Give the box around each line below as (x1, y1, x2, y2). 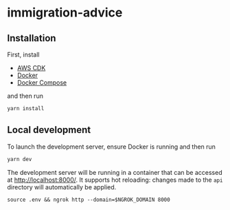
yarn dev (7, 156, 32, 162)
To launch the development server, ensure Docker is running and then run (7, 143, 216, 151)
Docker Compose (16, 78, 67, 87)
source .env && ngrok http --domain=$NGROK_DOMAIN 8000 (7, 196, 170, 203)
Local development (7, 124, 91, 136)
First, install (7, 50, 40, 59)
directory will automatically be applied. (7, 182, 117, 191)
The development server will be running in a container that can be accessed (7, 168, 222, 176)
